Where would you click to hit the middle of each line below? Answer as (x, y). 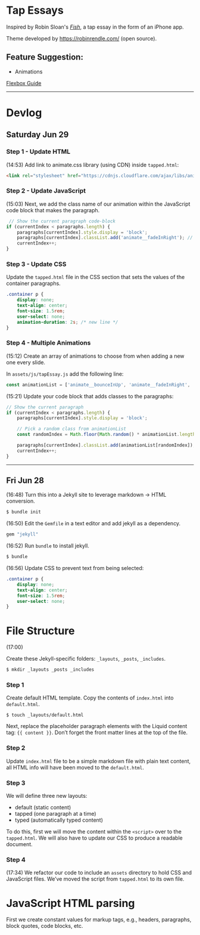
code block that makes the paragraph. (53, 210)
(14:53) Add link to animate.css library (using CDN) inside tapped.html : (93, 165)
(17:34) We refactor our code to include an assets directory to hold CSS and (99, 873)
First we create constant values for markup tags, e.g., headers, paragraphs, (99, 919)
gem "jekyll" (22, 534)
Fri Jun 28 (25, 481)
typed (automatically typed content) (59, 820)
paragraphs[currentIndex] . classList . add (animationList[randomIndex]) (105, 445)
